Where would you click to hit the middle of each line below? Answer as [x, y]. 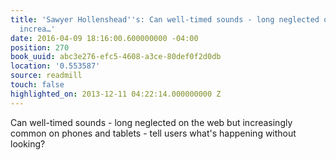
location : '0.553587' [55, 66]
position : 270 [40, 47]
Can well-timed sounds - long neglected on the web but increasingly [151, 122]
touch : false [37, 85]
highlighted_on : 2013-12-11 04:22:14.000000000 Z [116, 94]
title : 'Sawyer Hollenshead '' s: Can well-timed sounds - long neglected [165, 19]
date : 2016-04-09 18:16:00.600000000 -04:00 [104, 38]
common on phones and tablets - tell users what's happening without [153, 133]
